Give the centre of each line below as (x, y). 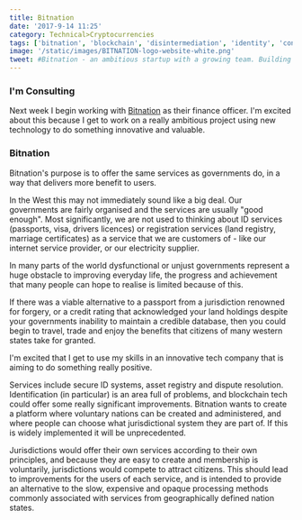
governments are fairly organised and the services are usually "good (136, 209)
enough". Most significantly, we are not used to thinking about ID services (146, 219)
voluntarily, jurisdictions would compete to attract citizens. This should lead (149, 469)
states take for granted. (53, 340)
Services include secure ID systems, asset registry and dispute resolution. (147, 385)
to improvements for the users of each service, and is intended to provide (146, 479)
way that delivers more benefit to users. (83, 182)
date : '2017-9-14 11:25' (56, 26)
